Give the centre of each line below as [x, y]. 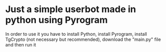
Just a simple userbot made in [71, 9]
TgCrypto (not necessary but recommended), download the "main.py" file [83, 39]
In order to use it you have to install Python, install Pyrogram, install [76, 34]
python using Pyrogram [57, 20]
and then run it [21, 44]
